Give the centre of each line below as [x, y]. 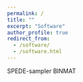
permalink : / [26, 13]
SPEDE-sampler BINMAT [41, 71]
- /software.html [38, 52]
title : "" [21, 20]
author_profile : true [38, 32]
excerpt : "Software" [36, 26]
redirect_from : [29, 39]
